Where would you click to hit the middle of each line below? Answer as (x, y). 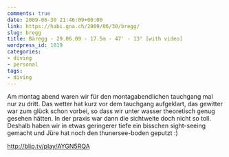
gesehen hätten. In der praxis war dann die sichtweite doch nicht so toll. (109, 119)
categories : (24, 52)
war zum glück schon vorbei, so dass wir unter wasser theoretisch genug (111, 111)
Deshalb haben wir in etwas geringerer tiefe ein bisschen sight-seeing (107, 126)
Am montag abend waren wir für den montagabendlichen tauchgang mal (110, 97)
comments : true (29, 13)
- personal (23, 64)
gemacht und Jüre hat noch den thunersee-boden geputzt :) (93, 133)
